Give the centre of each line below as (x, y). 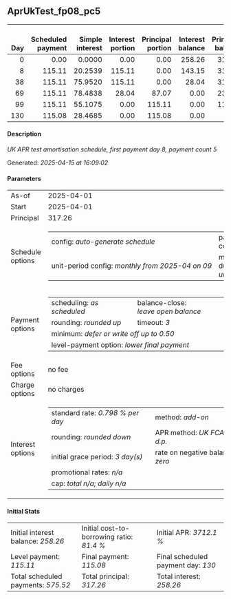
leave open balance (169, 311)
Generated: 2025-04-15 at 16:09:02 (58, 163)
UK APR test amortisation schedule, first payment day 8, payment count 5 (112, 149)
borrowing (98, 537)
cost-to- (115, 528)
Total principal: (105, 576)
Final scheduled (182, 557)
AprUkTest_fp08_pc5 (54, 11)
